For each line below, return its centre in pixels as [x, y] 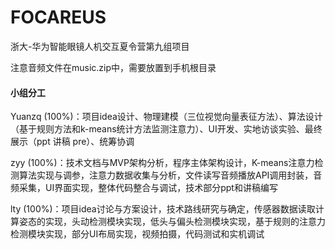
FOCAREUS [58, 17]
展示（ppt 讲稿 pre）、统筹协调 [72, 142]
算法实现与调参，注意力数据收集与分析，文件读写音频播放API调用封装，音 [170, 175]
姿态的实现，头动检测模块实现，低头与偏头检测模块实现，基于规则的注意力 [172, 222]
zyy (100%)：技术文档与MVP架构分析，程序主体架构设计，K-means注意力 [162, 163]
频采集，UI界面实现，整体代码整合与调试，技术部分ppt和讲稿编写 [144, 188]
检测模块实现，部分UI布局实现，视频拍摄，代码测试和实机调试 [137, 234]
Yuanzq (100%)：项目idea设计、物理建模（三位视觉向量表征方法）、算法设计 [166, 117]
